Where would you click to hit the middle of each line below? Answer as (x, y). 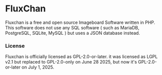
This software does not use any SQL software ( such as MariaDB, (72, 27)
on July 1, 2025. (38, 67)
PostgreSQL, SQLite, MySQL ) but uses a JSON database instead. (72, 33)
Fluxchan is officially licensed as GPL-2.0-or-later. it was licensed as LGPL (81, 57)
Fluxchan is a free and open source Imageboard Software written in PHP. (80, 22)
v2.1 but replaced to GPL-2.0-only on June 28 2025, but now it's (71, 62)
